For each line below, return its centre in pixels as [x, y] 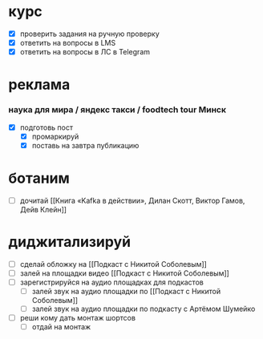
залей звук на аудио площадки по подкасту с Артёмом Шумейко [144, 309]
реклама [39, 85]
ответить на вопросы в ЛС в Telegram [85, 52]
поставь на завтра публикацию [85, 145]
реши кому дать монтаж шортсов [78, 318]
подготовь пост [47, 127]
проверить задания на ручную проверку [90, 34]
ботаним [39, 178]
